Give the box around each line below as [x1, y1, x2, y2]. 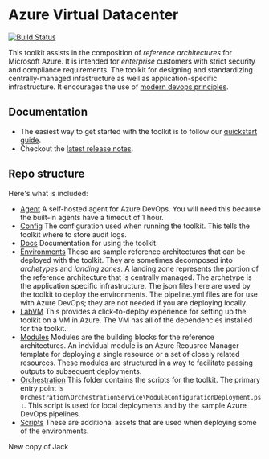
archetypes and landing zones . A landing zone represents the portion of [19, 264, 259, 273]
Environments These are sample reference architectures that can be [19, 247, 246, 256]
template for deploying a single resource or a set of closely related [19, 349, 240, 359]
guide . [19, 135, 42, 145]
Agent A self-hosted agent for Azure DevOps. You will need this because [19, 203, 261, 214]
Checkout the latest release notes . [19, 143, 134, 154]
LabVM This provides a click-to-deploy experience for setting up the [19, 306, 247, 316]
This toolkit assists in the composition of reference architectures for [8, 47, 233, 57]
